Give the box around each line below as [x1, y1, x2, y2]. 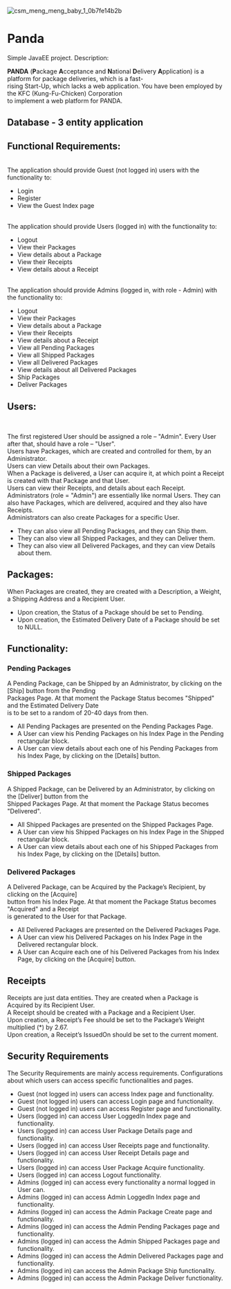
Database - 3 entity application [7, 116, 144, 128]
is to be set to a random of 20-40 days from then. [7, 709, 149, 717]
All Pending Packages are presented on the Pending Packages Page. [17, 722, 213, 730]
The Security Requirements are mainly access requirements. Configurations [7, 1069, 223, 1077]
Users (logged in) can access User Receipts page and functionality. [17, 1141, 210, 1150]
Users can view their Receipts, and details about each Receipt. [7, 484, 185, 492]
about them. [17, 548, 52, 557]
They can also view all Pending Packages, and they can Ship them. [17, 527, 208, 535]
